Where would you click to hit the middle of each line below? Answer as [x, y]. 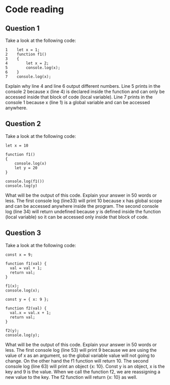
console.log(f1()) [25, 181]
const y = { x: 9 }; [27, 299]
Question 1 [22, 28]
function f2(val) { [26, 308]
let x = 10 [17, 146]
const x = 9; [19, 255]
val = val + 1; [26, 268]
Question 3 [23, 233]
